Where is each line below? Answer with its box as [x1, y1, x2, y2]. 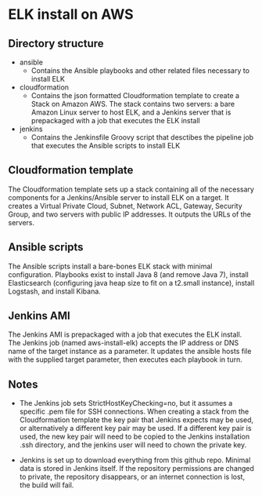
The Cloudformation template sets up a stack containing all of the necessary [8, 184, 254, 194]
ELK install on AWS [8, 5, 135, 24]
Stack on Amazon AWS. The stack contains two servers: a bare [31, 100, 235, 108]
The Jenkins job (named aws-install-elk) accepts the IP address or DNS [8, 338, 239, 348]
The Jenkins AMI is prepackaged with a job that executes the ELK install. [8, 330, 242, 339]
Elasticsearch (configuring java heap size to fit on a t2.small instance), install [8, 278, 255, 287]
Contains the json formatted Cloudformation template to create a [31, 91, 240, 100]
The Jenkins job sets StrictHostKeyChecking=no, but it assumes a [19, 399, 233, 408]
